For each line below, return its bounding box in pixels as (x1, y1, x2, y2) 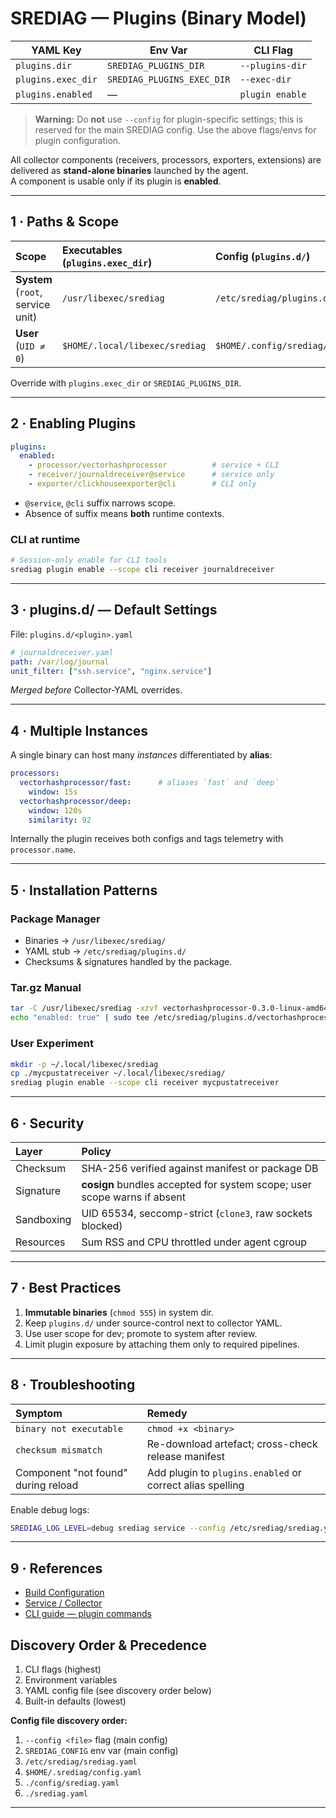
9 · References (10, 1560, 103, 1577)
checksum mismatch (15, 1444, 103, 1456)
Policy (81, 1144, 112, 1158)
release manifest (146, 1449, 226, 1463)
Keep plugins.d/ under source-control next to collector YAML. (24, 1317, 283, 1329)
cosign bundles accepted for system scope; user (81, 1177, 312, 1191)
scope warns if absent (81, 1190, 186, 1204)
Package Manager (10, 912, 101, 926)
